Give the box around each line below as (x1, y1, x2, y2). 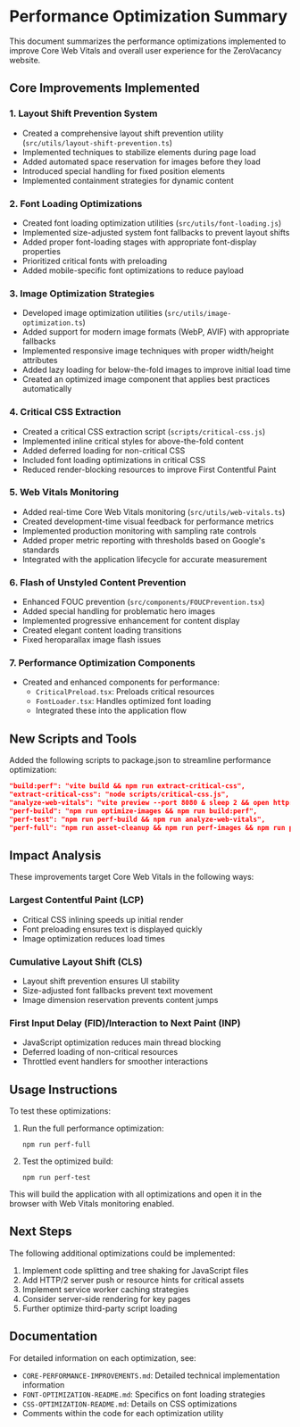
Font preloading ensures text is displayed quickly (21, 924, 203, 934)
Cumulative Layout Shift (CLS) (9, 955, 143, 967)
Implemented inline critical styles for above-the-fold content (21, 436, 244, 446)
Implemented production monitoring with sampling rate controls (21, 525, 257, 536)
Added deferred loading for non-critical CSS (21, 444, 186, 456)
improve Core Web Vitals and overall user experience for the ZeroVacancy (9, 45, 282, 55)
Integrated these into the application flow (35, 705, 187, 716)
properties (21, 245, 61, 256)
